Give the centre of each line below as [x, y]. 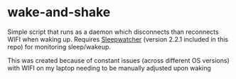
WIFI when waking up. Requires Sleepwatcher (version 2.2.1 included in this [118, 39]
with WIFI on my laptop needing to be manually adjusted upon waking [109, 68]
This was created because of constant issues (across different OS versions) [118, 60]
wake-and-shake [59, 12]
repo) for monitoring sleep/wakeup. [59, 47]
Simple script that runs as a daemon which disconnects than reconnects [113, 32]
